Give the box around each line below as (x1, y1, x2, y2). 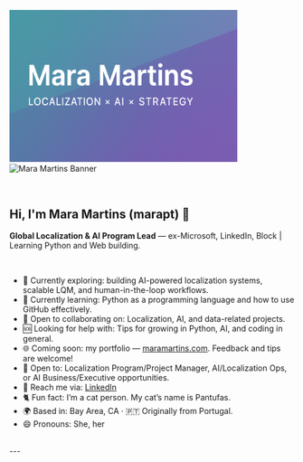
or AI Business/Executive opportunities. (22, 372, 170, 383)
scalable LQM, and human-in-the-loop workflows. (22, 285, 209, 296)
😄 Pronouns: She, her (22, 419, 106, 429)
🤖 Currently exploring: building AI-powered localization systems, (22, 275, 263, 286)
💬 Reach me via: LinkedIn (22, 382, 118, 393)
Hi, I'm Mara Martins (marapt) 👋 (9, 206, 190, 222)
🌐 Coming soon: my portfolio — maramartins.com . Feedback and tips (22, 343, 281, 354)
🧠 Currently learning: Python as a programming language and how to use (22, 295, 295, 306)
